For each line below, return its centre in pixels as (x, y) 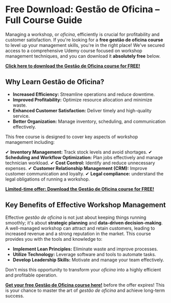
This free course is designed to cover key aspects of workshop (72, 137)
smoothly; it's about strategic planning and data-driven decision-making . (84, 222)
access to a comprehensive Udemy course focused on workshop (74, 50)
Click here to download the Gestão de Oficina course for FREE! (73, 66)
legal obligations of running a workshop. (48, 179)
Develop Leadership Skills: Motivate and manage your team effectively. (88, 260)
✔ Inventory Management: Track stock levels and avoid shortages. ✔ (79, 152)
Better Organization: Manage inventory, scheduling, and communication (89, 121)
